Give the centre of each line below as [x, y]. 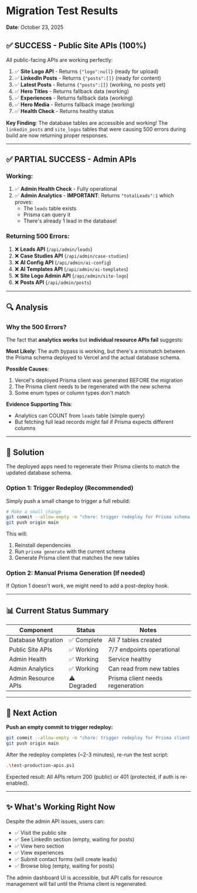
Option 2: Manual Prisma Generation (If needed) [76, 573]
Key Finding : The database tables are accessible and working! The [87, 123]
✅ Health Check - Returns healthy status [64, 111]
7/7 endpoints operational [144, 650]
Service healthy [130, 659]
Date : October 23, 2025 [35, 27]
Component [36, 630]
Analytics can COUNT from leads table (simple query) [80, 416]
